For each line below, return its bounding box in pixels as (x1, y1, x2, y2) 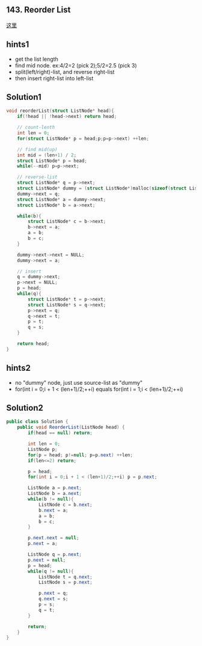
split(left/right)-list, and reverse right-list (14, 68, 115, 75)
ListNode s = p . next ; (38, 579, 93, 586)
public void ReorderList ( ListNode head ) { (17, 424, 125, 430)
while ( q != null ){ (28, 568, 74, 574)
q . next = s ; (38, 596, 69, 602)
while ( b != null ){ (28, 496, 74, 502)
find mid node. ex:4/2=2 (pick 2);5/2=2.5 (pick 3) (14, 61, 137, 69)
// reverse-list (17, 174, 58, 180)
